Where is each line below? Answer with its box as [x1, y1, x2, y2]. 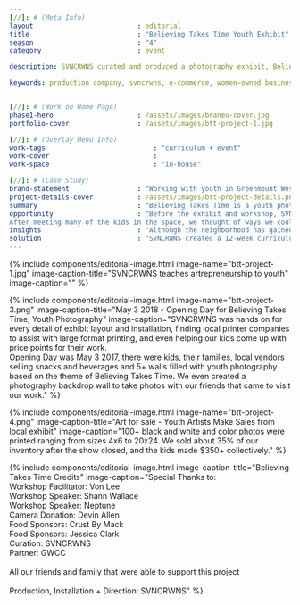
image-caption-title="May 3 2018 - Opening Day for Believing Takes [36, 304, 287, 315]
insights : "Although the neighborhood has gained [9, 226, 294, 235]
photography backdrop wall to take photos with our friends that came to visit [9, 380, 291, 391]
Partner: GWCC [9, 548, 67, 558]
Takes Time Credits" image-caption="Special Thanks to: [9, 472, 217, 482]
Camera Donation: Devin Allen [9, 510, 121, 520]
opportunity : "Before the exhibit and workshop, [9, 209, 278, 219]
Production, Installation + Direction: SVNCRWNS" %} [9, 585, 204, 596]
